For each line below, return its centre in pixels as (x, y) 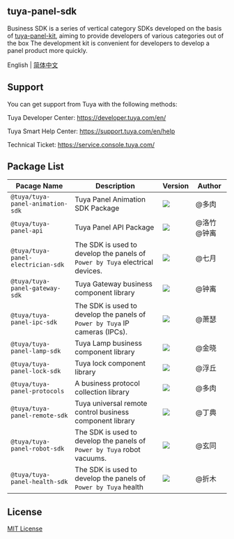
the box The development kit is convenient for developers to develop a (109, 43)
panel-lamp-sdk (36, 351)
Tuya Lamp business (109, 343)
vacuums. (91, 458)
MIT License (25, 529)
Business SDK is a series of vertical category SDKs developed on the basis (115, 28)
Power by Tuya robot (108, 450)
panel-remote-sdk (39, 416)
